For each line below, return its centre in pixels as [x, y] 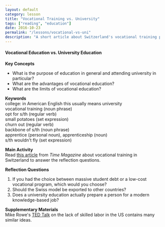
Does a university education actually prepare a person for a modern [81, 195]
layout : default [22, 10]
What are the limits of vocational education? [57, 89]
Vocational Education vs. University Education [54, 53]
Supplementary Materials [32, 210]
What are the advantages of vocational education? [63, 84]
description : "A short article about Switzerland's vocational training [81, 37]
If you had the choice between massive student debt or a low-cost [79, 179]
